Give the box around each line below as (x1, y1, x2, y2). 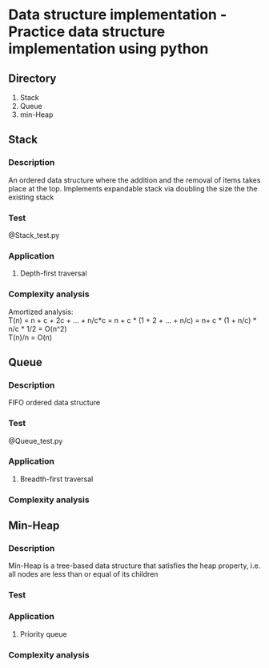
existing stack (8, 192, 54, 202)
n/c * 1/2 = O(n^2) (8, 324, 67, 333)
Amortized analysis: (8, 307, 74, 316)
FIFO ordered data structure (8, 398, 101, 408)
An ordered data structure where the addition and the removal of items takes (8, 175, 261, 185)
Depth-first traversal (19, 268, 87, 278)
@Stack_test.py (8, 230, 60, 239)
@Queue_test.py (8, 436, 63, 445)
